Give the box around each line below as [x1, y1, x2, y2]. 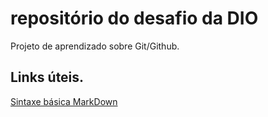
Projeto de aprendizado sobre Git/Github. [10, 40, 180, 52]
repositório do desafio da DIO [10, 7, 259, 30]
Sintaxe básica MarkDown [10, 95, 118, 107]
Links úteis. [10, 69, 85, 86]
